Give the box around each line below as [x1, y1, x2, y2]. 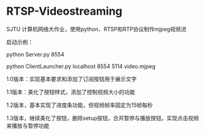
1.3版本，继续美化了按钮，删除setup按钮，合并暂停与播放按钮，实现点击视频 [6, 114, 199, 121]
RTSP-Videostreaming [6, 4, 122, 18]
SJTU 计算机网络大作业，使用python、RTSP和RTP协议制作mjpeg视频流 [6, 25, 187, 33]
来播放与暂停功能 [6, 121, 50, 129]
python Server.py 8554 [6, 50, 65, 58]
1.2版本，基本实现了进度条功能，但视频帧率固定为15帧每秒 [6, 101, 153, 109]
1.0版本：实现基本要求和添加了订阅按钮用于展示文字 [6, 75, 137, 82]
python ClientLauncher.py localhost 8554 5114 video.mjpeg [6, 63, 156, 70]
